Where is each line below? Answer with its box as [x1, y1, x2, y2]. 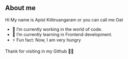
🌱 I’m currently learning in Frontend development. [12, 31, 113, 37]
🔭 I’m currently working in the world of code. [12, 26, 102, 32]
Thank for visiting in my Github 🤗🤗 [5, 48, 74, 54]
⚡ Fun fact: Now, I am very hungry [12, 37, 81, 43]
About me [5, 4, 36, 12]
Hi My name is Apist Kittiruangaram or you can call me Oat [5, 17, 124, 22]
